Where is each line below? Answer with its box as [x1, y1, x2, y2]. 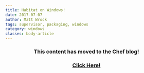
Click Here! [72, 62, 101, 69]
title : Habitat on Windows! [5, 7, 66, 13]
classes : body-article [5, 31, 54, 36]
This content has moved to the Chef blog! [33, 48, 139, 55]
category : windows [5, 27, 45, 32]
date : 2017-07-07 [5, 12, 43, 17]
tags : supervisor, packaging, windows [5, 21, 88, 27]
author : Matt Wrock [5, 17, 47, 22]
